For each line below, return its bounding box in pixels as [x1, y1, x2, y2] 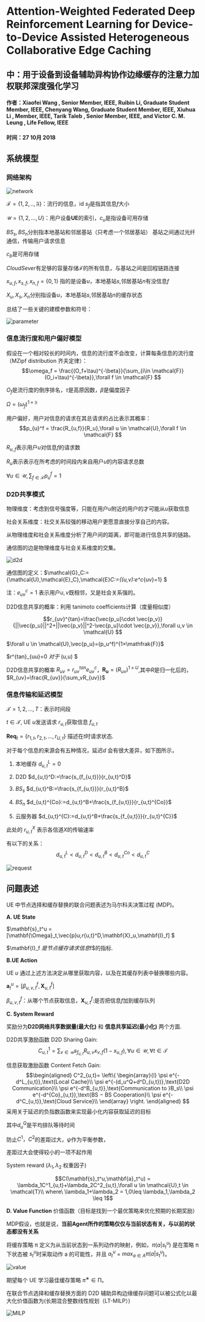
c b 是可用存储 [6, 250, 40, 259]
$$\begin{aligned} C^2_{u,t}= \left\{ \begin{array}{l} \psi [26, 1071, 168, 1079]
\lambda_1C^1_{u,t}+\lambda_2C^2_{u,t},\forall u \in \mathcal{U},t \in [17, 1182, 188, 1189]
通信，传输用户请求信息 [6, 237, 65, 245]
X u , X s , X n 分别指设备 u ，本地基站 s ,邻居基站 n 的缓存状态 [6, 291, 143, 300]
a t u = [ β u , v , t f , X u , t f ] [6, 981, 55, 991]
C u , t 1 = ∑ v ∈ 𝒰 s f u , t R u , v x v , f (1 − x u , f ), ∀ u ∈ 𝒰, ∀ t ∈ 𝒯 [38, 1046, 168, 1057]
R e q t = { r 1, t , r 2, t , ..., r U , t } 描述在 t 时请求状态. [6, 732, 114, 741]
